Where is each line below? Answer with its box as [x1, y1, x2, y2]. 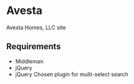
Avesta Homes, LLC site [6, 24, 66, 31]
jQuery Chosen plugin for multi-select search [15, 71, 129, 78]
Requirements [6, 41, 61, 52]
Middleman [15, 57, 44, 65]
